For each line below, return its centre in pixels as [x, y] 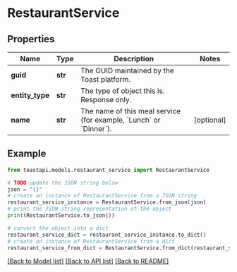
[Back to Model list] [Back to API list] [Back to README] [88, 261]
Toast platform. [106, 79]
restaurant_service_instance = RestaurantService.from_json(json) [107, 202]
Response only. [106, 100]
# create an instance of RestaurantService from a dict [91, 241]
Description [134, 59]
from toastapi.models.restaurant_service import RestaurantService [109, 170]
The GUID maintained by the [127, 70]
